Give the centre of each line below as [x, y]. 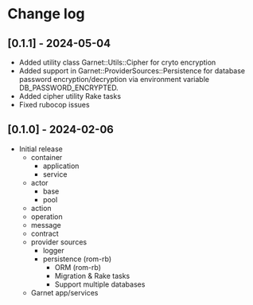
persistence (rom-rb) [77, 259]
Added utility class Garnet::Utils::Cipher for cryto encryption [117, 62]
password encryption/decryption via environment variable [114, 79]
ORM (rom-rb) [78, 267]
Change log [46, 14]
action [41, 208]
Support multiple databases [100, 284]
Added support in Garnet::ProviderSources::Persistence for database [132, 71]
